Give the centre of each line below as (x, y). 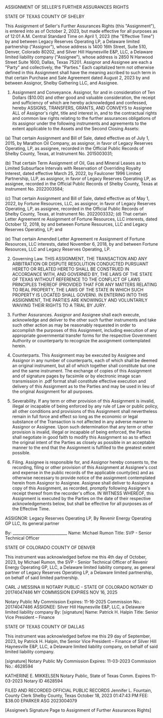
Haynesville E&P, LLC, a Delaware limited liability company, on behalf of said (81, 646)
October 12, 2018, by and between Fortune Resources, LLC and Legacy (76, 224)
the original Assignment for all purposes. (53, 391)
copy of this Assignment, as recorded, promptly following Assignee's (81, 488)
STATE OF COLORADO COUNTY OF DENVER (50, 547)
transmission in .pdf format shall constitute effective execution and (79, 381)
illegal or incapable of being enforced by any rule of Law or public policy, (85, 406)
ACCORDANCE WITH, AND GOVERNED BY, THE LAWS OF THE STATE (82, 274)
